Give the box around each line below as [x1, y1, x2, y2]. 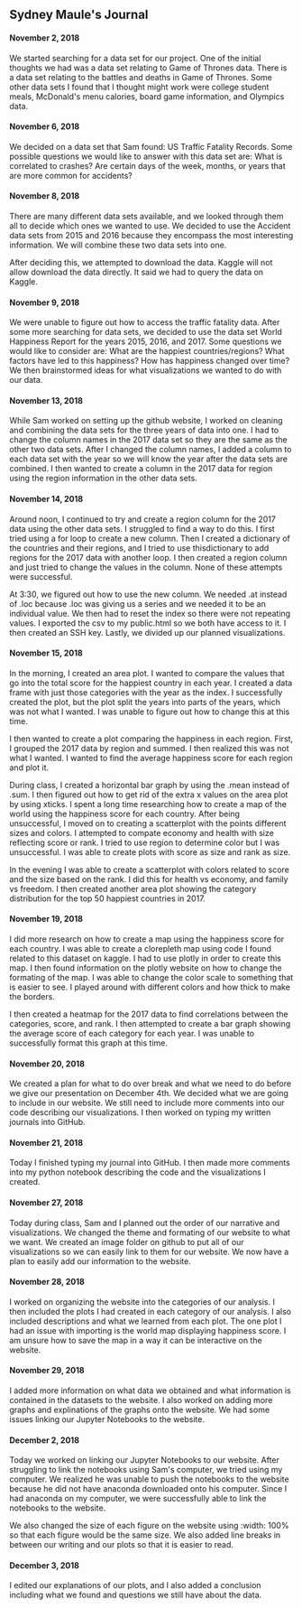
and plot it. [9, 762, 50, 773]
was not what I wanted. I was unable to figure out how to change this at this [9, 706, 290, 717]
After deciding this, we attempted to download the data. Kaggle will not [9, 257, 273, 267]
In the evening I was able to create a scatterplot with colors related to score [9, 864, 290, 875]
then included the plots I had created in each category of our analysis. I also [9, 1306, 291, 1316]
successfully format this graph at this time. [9, 1037, 169, 1048]
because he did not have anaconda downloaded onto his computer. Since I [9, 1483, 288, 1494]
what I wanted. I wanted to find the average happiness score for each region [9, 752, 293, 763]
